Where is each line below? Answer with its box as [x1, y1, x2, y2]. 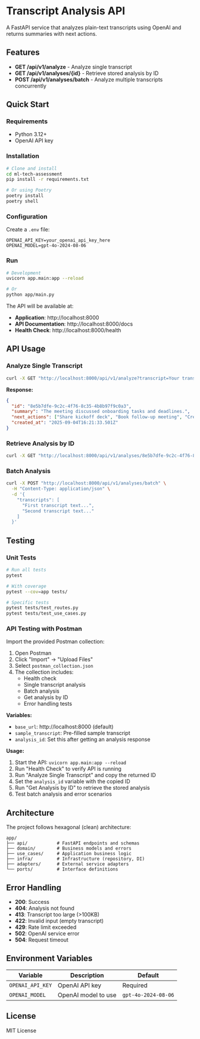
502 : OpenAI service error [14, 930, 80, 937]
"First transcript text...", [21, 502, 95, 508]
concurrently [14, 82, 46, 89]
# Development [6, 270, 42, 276]
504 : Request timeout [14, 936, 68, 944]
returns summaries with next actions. [6, 30, 97, 37]
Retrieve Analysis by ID [6, 439, 75, 447]
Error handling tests [23, 700, 73, 708]
